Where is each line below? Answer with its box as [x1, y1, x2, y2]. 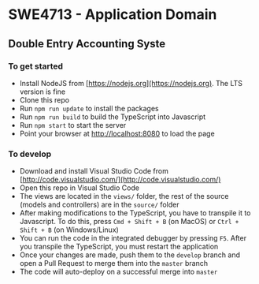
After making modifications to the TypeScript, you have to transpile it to [19, 208, 251, 218]
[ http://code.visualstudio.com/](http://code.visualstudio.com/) [19, 175, 221, 185]
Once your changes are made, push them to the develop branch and [19, 250, 241, 260]
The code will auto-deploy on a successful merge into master [19, 267, 218, 277]
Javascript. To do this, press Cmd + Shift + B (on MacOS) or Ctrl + [19, 217, 239, 226]
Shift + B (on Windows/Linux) [19, 225, 120, 234]
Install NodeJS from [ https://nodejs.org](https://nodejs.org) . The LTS [19, 78, 242, 88]
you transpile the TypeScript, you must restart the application [19, 242, 219, 252]
